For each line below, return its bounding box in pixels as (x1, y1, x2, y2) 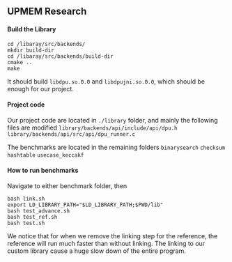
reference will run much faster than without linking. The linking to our (7, 240, 206, 247)
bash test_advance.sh (7, 208, 70, 215)
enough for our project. (7, 84, 75, 93)
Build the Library (7, 24, 56, 33)
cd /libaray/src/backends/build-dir (7, 52, 114, 60)
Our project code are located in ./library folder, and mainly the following (7, 116, 218, 124)
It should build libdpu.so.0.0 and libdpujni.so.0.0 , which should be (7, 77, 206, 86)
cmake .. (7, 59, 33, 65)
